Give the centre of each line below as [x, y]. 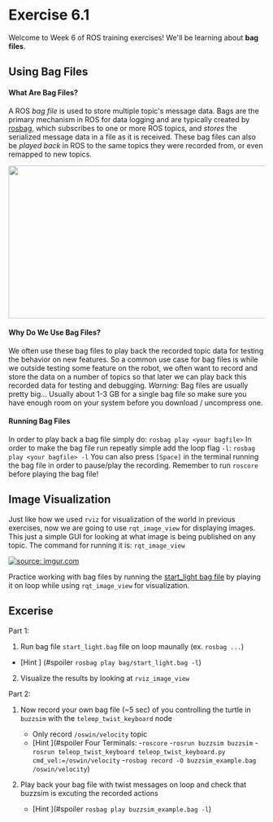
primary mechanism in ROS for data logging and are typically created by [129, 119]
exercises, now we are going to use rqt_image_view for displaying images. [132, 528]
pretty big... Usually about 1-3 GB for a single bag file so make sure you [128, 393]
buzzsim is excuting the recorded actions [89, 793]
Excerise [31, 611]
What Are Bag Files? [43, 92]
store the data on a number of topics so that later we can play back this [128, 376]
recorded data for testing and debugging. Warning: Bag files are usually [128, 385]
